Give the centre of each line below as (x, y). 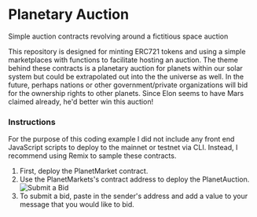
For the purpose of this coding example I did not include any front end (121, 139)
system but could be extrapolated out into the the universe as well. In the (126, 76)
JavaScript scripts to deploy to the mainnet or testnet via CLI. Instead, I (123, 148)
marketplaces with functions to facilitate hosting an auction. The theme (123, 60)
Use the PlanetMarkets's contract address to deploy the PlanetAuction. (134, 179)
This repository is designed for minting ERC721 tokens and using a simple (127, 51)
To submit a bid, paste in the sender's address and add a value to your (134, 196)
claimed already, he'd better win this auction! (81, 101)
